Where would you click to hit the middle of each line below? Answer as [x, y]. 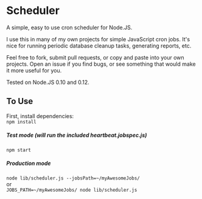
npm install [21, 122]
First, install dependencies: [40, 116]
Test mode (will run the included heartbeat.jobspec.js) [77, 135]
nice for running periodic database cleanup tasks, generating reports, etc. [99, 46]
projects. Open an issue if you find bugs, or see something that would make [101, 64]
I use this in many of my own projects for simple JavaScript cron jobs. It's [98, 39]
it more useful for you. [34, 70]
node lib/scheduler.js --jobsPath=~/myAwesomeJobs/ [73, 178]
